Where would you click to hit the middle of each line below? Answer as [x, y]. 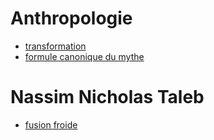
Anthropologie [71, 18]
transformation [55, 46]
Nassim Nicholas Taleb [107, 97]
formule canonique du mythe [84, 56]
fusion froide [51, 124]
